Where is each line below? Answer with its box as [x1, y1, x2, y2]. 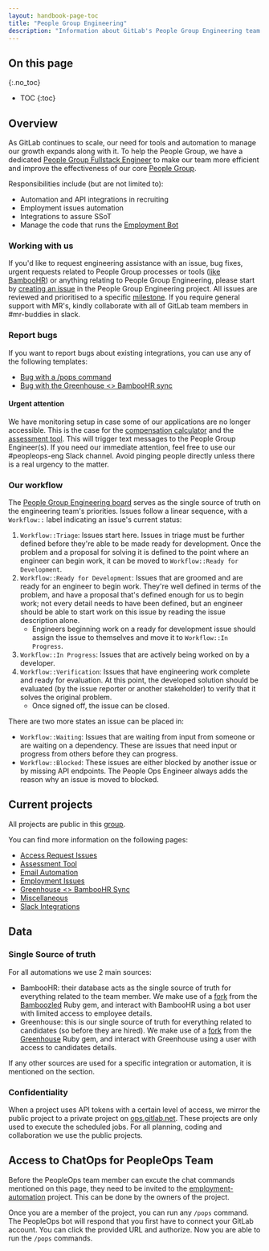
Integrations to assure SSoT [19, 212, 112, 221]
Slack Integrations [19, 901, 80, 911]
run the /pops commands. [8, 1233, 93, 1243]
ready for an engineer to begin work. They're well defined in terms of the [19, 581, 262, 591]
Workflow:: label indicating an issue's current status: [8, 515, 182, 524]
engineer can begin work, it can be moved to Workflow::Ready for [19, 556, 239, 566]
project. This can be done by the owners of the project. [47, 1192, 230, 1201]
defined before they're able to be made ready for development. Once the [19, 539, 262, 548]
